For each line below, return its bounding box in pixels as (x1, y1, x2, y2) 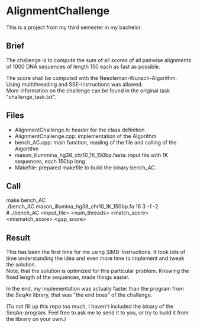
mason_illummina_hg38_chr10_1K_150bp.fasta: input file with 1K (14, 151, 169, 158)
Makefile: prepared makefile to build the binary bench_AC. (14, 164, 157, 171)
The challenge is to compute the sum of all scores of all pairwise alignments (6, 56, 192, 63)
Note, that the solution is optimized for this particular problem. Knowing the (6, 268, 189, 275)
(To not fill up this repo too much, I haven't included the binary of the (6, 303, 174, 310)
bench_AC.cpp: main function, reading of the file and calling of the (14, 139, 177, 146)
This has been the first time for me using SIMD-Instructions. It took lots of (6, 249, 186, 256)
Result (6, 233, 31, 243)
